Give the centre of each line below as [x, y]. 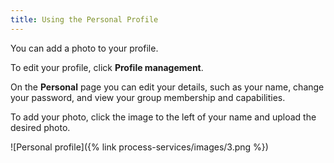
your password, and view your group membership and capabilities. [148, 97]
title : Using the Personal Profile [84, 19]
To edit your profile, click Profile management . [107, 67]
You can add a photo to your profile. [84, 48]
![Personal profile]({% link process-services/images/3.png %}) [139, 147]
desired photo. [40, 127]
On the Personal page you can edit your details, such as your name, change [167, 87]
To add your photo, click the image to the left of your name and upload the [163, 117]
